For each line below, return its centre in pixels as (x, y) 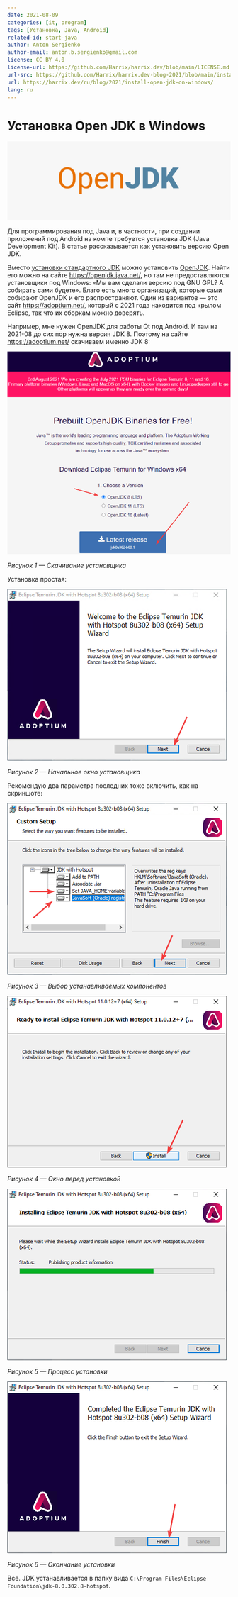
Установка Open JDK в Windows (107, 126)
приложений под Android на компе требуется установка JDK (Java (109, 238)
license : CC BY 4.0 (36, 60)
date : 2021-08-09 (33, 15)
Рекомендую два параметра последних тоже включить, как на (103, 786)
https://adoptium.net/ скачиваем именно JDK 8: (79, 341)
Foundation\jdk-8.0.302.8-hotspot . (59, 1586)
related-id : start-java (42, 38)
